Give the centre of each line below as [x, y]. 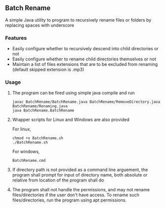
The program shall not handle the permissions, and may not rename [81, 190]
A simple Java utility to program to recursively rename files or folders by [78, 20]
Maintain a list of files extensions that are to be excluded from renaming [85, 64]
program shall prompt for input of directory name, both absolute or [80, 175]
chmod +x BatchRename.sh [38, 138]
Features [16, 38]
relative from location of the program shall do [58, 180]
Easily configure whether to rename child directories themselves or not [84, 59]
